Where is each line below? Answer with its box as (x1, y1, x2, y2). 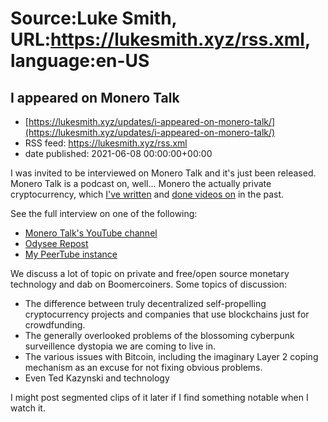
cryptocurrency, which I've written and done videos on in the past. (10, 188, 285, 200)
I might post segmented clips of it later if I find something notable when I (10, 392, 309, 403)
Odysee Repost (24, 238, 89, 249)
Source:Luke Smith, (10, 7, 178, 30)
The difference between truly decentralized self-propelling (24, 298, 267, 309)
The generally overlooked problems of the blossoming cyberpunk (24, 330, 295, 341)
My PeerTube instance (24, 248, 118, 260)
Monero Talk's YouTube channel (24, 227, 158, 239)
